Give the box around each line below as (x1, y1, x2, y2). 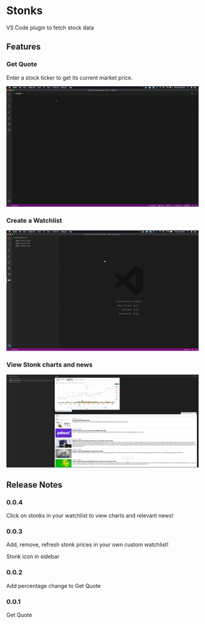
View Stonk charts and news (6, 360, 93, 369)
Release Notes (6, 480, 63, 490)
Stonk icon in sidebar (6, 553, 60, 560)
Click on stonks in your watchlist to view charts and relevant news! (6, 512, 174, 519)
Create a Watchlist (6, 216, 62, 225)
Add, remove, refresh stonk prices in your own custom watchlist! (6, 541, 169, 548)
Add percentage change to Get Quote (6, 582, 101, 589)
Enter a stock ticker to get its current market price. (6, 74, 133, 81)
